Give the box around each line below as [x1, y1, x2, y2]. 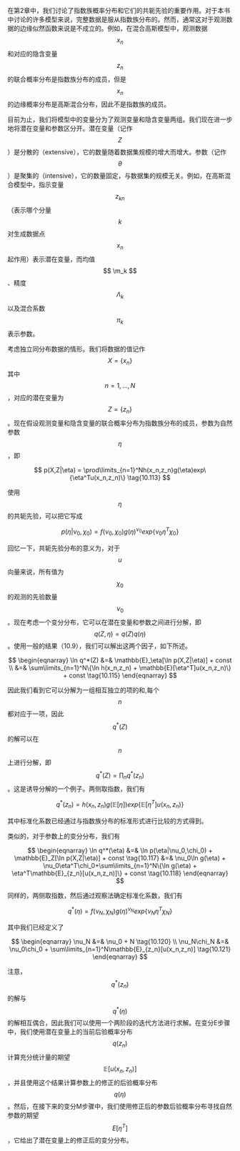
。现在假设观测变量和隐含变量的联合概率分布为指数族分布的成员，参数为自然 [7, 419, 233, 427]
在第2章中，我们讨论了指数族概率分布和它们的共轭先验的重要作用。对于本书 [7, 6, 231, 14]
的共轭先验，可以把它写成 [7, 512, 83, 520]
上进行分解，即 [7, 758, 51, 767]
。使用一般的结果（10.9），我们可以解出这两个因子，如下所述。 [7, 642, 191, 650]
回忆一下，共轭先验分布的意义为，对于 [7, 544, 120, 552]
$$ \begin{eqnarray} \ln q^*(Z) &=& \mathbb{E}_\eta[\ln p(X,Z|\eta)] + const [8, 656, 232, 664]
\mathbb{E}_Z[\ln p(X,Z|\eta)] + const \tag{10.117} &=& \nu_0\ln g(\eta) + [14, 853, 226, 862]
